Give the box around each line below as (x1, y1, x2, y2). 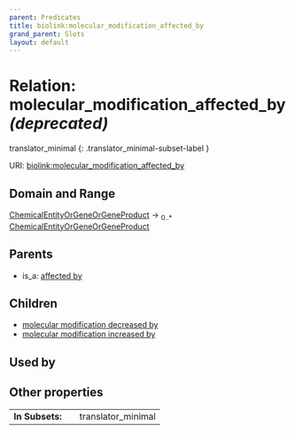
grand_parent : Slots (9, 29, 86, 38)
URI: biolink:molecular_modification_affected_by (9, 161, 185, 171)
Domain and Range (9, 185, 116, 201)
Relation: (9, 76, 77, 96)
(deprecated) (9, 114, 109, 134)
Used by (9, 354, 56, 369)
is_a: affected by (21, 270, 82, 280)
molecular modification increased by (21, 329, 156, 340)
